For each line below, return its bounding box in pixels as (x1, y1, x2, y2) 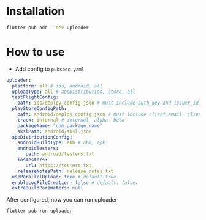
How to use (6, 45, 65, 59)
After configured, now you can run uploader (6, 196, 118, 204)
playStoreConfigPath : (12, 106, 67, 112)
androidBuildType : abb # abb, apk (17, 139, 105, 146)
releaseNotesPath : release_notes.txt (17, 168, 114, 174)
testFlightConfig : (12, 94, 59, 100)
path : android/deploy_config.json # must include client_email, (17, 111, 185, 117)
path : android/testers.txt (25, 151, 95, 157)
